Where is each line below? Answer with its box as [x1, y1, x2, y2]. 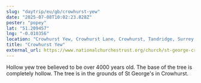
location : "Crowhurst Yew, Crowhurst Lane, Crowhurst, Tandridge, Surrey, [6, 36, 197, 42]
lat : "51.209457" [6, 25, 50, 31]
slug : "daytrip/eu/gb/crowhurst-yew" [6, 8, 100, 15]
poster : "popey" [6, 20, 47, 25]
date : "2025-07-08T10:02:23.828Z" [6, 14, 93, 20]
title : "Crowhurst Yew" [6, 42, 66, 48]
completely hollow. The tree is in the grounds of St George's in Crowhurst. [6, 69, 189, 77]
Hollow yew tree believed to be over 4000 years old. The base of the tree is [6, 63, 193, 71]
